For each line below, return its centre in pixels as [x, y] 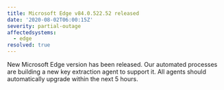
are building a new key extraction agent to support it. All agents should [107, 72]
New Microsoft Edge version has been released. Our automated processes [112, 64]
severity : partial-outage [44, 26]
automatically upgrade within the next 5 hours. [73, 79]
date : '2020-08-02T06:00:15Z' [50, 20]
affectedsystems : [32, 32]
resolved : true [29, 45]
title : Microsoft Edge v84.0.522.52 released [73, 13]
